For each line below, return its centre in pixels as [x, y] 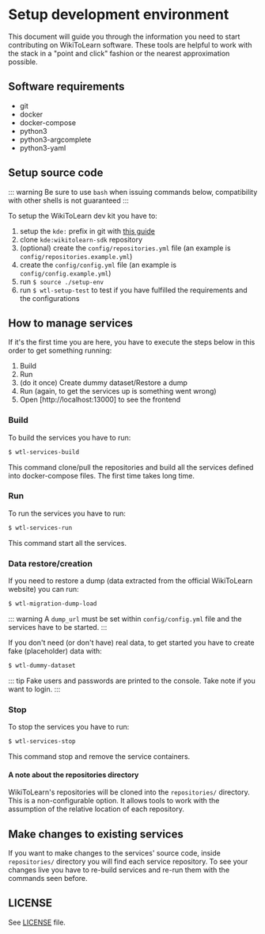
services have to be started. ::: [58, 627]
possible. [23, 62]
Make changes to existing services [96, 834]
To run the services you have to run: [67, 513]
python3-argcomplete [55, 139]
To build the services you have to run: [70, 437]
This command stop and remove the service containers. [99, 756]
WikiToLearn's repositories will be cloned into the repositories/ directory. [129, 792]
